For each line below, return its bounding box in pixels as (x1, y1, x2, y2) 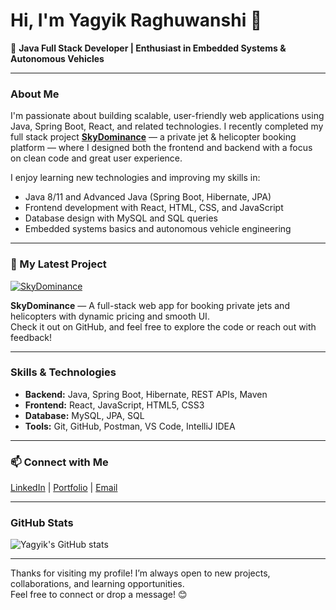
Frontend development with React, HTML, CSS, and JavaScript (24, 202, 284, 214)
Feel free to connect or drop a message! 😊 (10, 589, 188, 601)
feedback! (10, 331, 52, 343)
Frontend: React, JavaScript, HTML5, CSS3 (24, 399, 205, 411)
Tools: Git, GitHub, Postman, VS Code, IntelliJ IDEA (24, 420, 236, 432)
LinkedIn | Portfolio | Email (10, 482, 118, 494)
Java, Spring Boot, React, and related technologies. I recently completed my (10, 120, 324, 133)
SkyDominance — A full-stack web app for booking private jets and (10, 299, 290, 311)
